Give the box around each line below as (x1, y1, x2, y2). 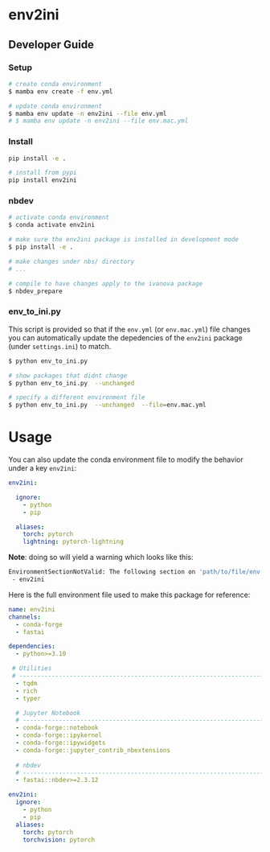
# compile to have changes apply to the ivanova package (8, 279, 203, 287)
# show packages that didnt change (8, 372, 128, 380)
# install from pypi (8, 169, 78, 177)
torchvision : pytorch (22, 835, 95, 844)
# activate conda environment (8, 213, 110, 222)
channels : (8, 613, 42, 621)
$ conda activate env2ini (8, 221, 95, 229)
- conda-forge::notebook (15, 724, 99, 732)
